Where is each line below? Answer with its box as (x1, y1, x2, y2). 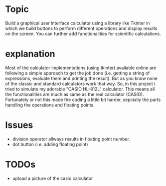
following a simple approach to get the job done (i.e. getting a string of (5, 70, 150, 76)
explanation (5, 48, 55, 59)
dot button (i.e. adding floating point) (12, 141, 88, 147)
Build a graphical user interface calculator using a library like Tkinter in (5, 20, 151, 26)
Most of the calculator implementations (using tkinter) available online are (5, 64, 157, 70)
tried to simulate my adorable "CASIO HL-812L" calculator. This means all (5, 86, 155, 92)
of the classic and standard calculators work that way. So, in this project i (5, 80, 156, 86)
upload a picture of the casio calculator (12, 175, 93, 181)
